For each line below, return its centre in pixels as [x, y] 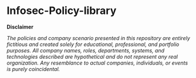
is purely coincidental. [33, 69]
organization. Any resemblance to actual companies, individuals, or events [97, 63]
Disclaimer [20, 27]
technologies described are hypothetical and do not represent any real [92, 56]
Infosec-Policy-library [62, 11]
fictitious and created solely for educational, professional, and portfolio [93, 44]
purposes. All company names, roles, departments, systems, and [86, 50]
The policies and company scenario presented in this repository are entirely [98, 38]
